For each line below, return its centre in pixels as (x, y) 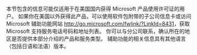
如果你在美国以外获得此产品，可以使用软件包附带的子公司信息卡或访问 (104, 16)
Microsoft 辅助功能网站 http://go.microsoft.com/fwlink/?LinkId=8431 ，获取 (98, 24)
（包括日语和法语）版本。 (38, 46)
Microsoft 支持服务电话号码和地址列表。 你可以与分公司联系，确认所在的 (96, 31)
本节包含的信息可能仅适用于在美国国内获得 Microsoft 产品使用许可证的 (93, 9)
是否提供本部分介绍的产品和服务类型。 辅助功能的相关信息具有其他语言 (99, 39)
